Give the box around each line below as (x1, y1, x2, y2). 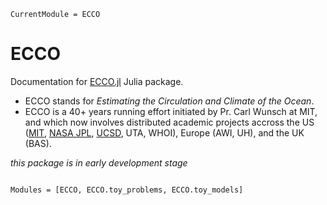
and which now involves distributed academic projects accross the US (24, 116, 315, 128)
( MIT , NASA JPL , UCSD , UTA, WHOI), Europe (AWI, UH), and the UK (24, 126, 305, 139)
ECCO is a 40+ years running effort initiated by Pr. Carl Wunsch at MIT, (24, 105, 318, 117)
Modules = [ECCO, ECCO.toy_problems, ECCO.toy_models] (10, 185, 244, 195)
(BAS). (24, 137, 52, 149)
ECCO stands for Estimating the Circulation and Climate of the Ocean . (24, 95, 315, 107)
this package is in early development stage (10, 156, 188, 169)
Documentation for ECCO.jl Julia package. (10, 75, 184, 87)
